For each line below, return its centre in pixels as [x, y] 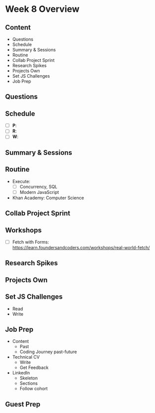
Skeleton [29, 378]
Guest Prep [23, 404]
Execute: [21, 181]
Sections [29, 383]
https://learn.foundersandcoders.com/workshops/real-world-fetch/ [81, 247]
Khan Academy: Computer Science [48, 198]
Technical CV [26, 357]
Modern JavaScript [39, 192]
